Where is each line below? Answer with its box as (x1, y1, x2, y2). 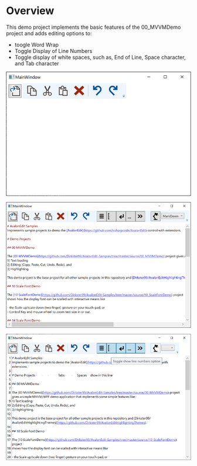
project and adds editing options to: (6, 29, 92, 36)
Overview (6, 4, 55, 18)
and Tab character (14, 60, 59, 67)
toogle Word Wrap (14, 41, 59, 48)
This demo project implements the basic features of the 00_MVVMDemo (6, 24, 181, 31)
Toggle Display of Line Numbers (14, 47, 93, 54)
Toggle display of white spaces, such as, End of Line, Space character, (14, 53, 186, 61)
